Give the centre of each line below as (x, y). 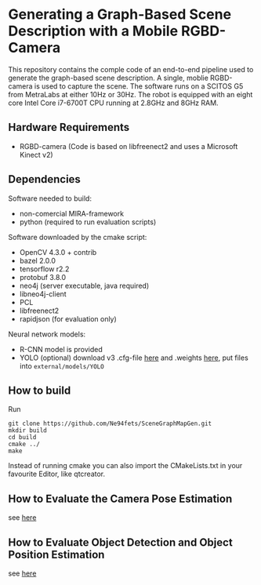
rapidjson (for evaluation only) (68, 318)
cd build (22, 438)
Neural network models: (47, 334)
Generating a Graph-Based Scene (120, 15)
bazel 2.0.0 (38, 260)
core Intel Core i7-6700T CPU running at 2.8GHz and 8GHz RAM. (113, 103)
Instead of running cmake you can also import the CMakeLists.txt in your (125, 466)
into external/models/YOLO (62, 365)
